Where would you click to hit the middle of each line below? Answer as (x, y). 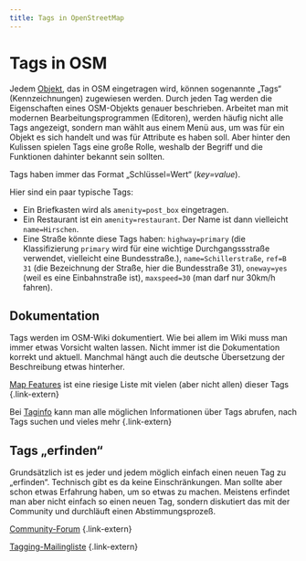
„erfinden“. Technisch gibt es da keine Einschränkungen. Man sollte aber (146, 482)
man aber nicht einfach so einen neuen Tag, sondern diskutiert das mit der (150, 502)
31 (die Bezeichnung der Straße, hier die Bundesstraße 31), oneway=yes (155, 268)
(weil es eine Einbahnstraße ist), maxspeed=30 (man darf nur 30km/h (149, 277)
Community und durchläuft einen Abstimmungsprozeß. (113, 512)
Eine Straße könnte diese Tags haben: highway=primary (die (134, 238)
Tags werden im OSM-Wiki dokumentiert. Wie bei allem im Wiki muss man (148, 338)
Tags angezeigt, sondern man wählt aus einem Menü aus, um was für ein (147, 127)
